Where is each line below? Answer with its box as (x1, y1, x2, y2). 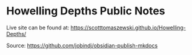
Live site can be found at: (6, 24, 70, 31)
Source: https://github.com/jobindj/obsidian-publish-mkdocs (6, 42, 158, 49)
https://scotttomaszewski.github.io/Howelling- (70, 24, 186, 31)
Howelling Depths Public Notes (6, 4, 165, 18)
